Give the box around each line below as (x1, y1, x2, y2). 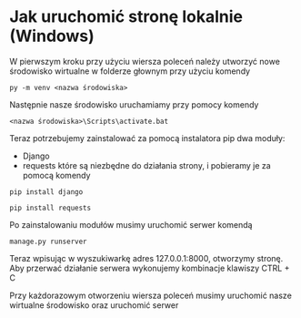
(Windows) (9, 26, 95, 46)
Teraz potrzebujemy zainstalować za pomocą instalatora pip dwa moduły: (9, 132, 286, 143)
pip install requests (9, 203, 92, 212)
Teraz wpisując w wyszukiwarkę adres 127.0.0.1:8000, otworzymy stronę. (9, 252, 284, 263)
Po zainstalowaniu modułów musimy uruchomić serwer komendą (9, 219, 253, 230)
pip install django (9, 187, 84, 197)
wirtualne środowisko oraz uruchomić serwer (9, 299, 179, 311)
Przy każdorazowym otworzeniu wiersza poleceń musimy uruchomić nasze (9, 290, 293, 301)
